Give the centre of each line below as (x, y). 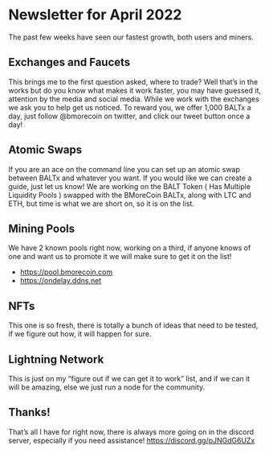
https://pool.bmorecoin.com (66, 272)
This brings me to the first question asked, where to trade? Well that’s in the (133, 81)
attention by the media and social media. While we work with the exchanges (134, 99)
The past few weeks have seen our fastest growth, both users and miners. (131, 37)
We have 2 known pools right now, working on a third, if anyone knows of (130, 248)
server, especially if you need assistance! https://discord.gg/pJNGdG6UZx (132, 440)
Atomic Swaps (45, 150)
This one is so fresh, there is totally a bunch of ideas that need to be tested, (133, 325)
